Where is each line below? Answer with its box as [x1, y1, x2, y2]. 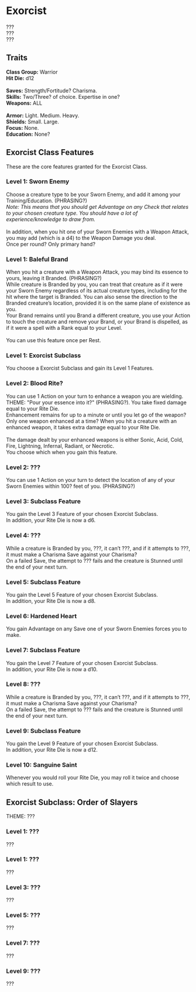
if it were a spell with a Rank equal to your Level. [6, 325, 123, 332]
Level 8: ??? [6, 680, 41, 688]
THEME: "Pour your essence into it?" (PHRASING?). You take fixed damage [6, 399, 187, 406]
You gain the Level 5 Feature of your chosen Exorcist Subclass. [6, 591, 158, 598]
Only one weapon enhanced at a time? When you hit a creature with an [6, 417, 177, 425]
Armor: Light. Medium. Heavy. [6, 112, 80, 119]
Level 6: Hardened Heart [6, 612, 77, 620]
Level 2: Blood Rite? [6, 379, 63, 387]
